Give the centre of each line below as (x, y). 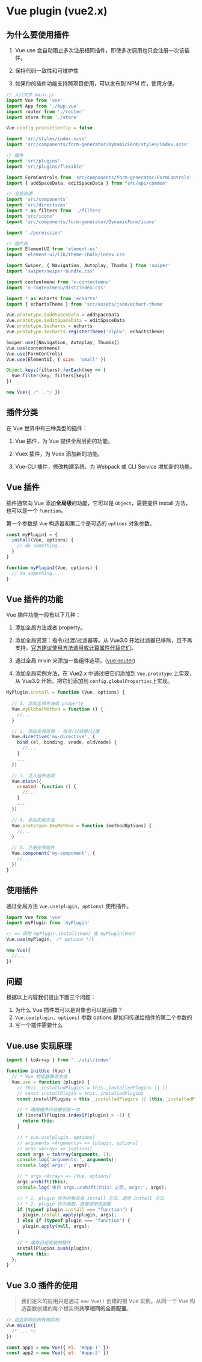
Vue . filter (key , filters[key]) (51, 376)
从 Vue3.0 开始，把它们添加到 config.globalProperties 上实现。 (94, 681)
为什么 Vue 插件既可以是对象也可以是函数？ (69, 1010)
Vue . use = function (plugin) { (51, 1082)
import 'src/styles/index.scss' (47, 139)
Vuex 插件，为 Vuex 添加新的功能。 (59, 454)
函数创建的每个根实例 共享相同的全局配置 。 (79, 1308)
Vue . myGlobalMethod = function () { (57, 709)
